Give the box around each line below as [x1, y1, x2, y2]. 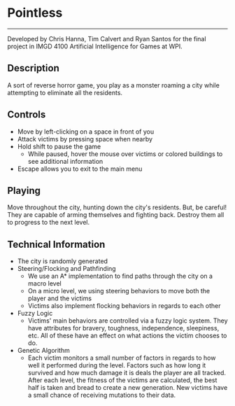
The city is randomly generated [17, 257, 108, 265]
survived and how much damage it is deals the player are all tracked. [27, 369, 226, 377]
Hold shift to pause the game [17, 142, 101, 150]
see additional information [27, 157, 104, 165]
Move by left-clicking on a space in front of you [17, 127, 155, 136]
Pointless [7, 5, 63, 21]
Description [7, 62, 59, 74]
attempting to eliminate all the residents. [7, 88, 123, 97]
